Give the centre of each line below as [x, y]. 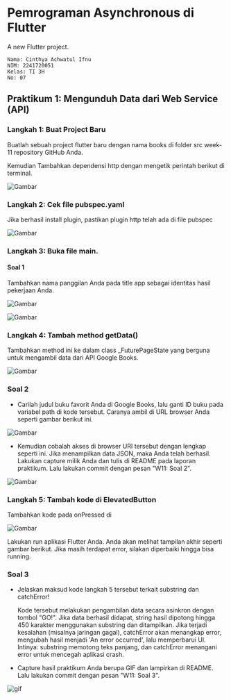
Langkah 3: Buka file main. [53, 251]
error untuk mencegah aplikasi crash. [70, 655]
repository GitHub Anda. [48, 152]
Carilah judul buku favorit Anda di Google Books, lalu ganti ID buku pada [120, 404]
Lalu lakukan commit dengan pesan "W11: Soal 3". [88, 676]
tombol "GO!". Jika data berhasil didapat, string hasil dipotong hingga [116, 618]
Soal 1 [16, 267]
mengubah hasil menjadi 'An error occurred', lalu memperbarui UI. [111, 640]
